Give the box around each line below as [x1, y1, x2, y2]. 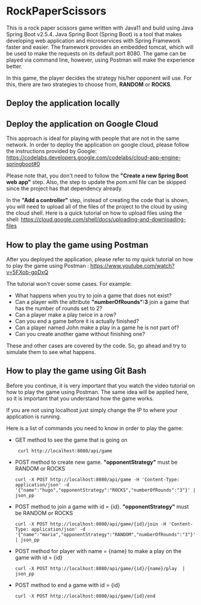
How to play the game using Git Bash [6, 366, 147, 376]
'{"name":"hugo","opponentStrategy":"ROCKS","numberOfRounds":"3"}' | [14, 487, 196, 493]
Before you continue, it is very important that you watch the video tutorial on [6, 382, 196, 389]
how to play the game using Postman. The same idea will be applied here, [6, 388, 189, 396]
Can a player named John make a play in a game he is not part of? [14, 324, 179, 331]
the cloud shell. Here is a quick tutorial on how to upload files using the [6, 209, 182, 217]
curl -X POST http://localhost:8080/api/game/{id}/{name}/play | [14, 565, 185, 571]
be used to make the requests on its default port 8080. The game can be [6, 49, 187, 57]
